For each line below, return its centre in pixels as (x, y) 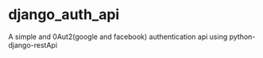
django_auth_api (64, 15)
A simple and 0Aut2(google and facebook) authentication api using (118, 37)
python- (242, 37)
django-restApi (33, 44)
